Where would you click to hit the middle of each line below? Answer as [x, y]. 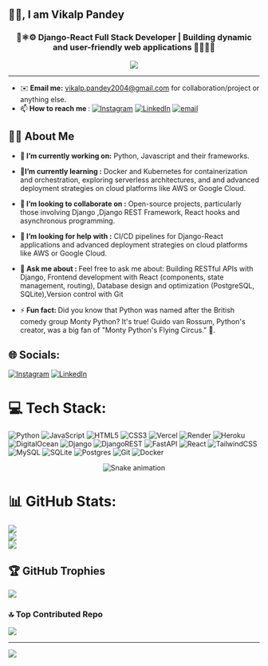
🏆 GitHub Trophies [57, 571]
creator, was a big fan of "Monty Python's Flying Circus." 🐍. [117, 330]
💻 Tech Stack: [57, 408]
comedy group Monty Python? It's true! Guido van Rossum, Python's [132, 321]
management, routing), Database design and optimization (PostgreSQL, [137, 285]
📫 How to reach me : [55, 108]
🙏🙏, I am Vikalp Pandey [67, 15]
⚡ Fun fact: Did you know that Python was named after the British [127, 310]
